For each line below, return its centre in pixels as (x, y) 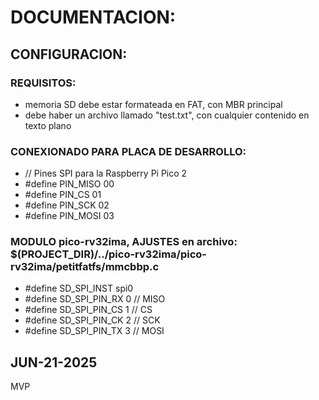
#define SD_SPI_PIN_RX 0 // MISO (95, 299)
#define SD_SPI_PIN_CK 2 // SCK (92, 320)
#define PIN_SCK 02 (67, 205)
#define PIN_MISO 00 (69, 184)
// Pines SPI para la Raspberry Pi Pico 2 (106, 173)
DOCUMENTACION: (93, 17)
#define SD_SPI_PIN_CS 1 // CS (88, 310)
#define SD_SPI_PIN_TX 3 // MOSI (94, 331)
